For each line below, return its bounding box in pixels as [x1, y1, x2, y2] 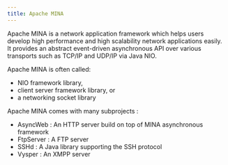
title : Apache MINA [7, 10, 64, 17]
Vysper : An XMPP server [17, 150, 91, 158]
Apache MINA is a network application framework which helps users [7, 29, 204, 38]
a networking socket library [17, 93, 96, 102]
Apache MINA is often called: [7, 65, 91, 73]
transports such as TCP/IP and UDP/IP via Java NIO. [7, 52, 157, 60]
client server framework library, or [17, 86, 116, 94]
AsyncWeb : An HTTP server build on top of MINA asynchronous [17, 120, 204, 129]
